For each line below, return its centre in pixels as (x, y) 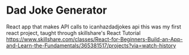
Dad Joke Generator (56, 10)
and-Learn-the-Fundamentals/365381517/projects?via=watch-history (91, 46)
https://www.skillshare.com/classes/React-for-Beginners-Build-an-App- (94, 39)
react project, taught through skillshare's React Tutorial (73, 33)
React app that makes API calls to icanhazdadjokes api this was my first (94, 27)
